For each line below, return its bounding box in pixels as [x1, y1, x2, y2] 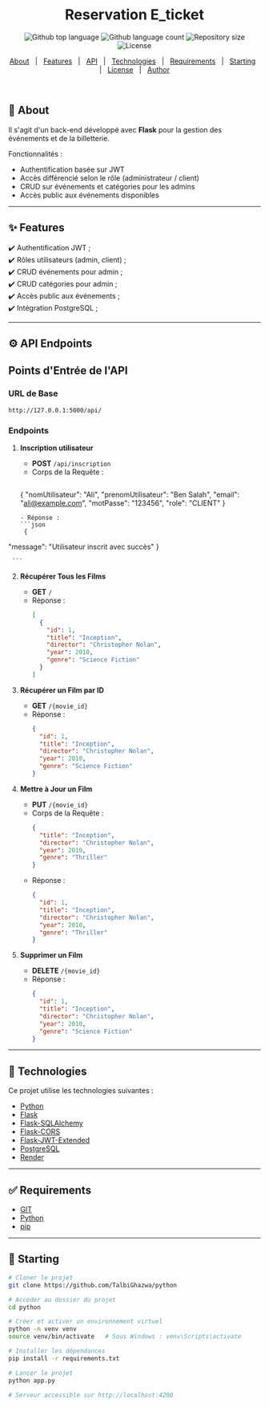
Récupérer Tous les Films [19, 571, 106, 581]
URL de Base [8, 388, 58, 399]
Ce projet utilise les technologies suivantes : [8, 1086, 154, 1096]
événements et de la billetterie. [8, 133, 110, 143]
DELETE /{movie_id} [31, 966, 101, 976]
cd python [8, 1303, 42, 1311]
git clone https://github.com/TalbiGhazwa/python [8, 1281, 178, 1289]
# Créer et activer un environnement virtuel [8, 1318, 163, 1326]
